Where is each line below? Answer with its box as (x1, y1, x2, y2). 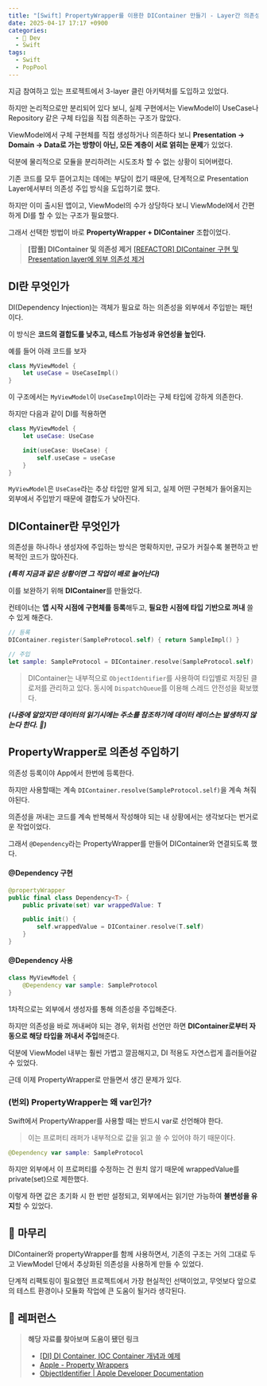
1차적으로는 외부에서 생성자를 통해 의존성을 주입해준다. (8, 1004, 177, 1014)
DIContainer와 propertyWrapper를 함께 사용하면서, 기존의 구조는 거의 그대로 (8, 1249, 248, 1259)
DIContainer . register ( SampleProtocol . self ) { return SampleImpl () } (8, 636, 240, 644)
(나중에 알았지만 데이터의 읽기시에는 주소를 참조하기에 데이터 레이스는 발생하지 (8, 709, 249, 720)
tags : (8, 49, 26, 56)
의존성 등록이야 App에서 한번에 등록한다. (8, 768, 134, 778)
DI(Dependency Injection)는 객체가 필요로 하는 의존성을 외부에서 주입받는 (8, 302, 238, 312)
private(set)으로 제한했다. (8, 1174, 89, 1183)
